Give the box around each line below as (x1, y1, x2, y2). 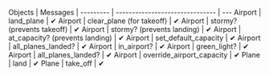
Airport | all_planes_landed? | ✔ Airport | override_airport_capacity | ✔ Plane (8, 50, 261, 59)
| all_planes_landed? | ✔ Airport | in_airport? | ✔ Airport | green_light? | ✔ (8, 42, 250, 51)
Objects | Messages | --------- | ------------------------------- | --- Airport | (8, 8, 262, 17)
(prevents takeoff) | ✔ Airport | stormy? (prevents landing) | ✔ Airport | (8, 25, 242, 34)
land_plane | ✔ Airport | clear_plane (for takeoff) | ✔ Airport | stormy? (8, 16, 238, 26)
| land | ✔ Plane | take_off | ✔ (8, 58, 104, 68)
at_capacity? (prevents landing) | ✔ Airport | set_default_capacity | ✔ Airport (8, 33, 261, 42)
